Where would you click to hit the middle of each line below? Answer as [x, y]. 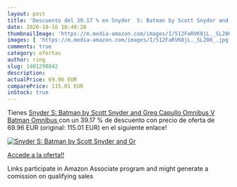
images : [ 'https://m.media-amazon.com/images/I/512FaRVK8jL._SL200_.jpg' [120, 40]
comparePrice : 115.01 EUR [45, 86]
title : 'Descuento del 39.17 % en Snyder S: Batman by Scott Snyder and [118, 20]
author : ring [26, 60]
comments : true [30, 47]
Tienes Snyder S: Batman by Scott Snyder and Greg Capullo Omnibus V [111, 113]
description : [26, 73]
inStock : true [28, 92]
